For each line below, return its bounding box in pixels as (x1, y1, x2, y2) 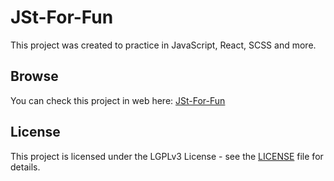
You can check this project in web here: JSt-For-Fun (10, 94, 226, 106)
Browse (10, 68, 59, 85)
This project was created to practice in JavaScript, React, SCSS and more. (10, 39, 317, 51)
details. (10, 161, 41, 173)
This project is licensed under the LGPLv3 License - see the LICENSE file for (10, 150, 324, 162)
